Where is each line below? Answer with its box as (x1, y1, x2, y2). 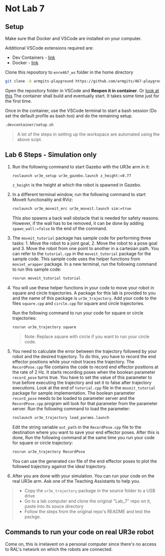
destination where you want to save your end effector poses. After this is (12, 429, 160, 435)
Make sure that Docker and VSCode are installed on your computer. (5, 35, 142, 41)
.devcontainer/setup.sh (5, 122, 54, 127)
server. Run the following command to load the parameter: (12, 406, 130, 412)
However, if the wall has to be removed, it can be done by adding (12, 221, 144, 226)
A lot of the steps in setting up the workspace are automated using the (17, 131, 160, 137)
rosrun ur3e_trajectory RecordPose (12, 449, 85, 454)
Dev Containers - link (12, 55, 55, 60)
